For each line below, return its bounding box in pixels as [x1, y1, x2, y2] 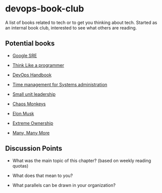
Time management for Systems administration [12, 81, 108, 87]
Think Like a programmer [12, 62, 64, 68]
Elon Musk [12, 110, 34, 116]
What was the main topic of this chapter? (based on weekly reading [12, 158, 151, 164]
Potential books [5, 39, 55, 48]
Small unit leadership [12, 91, 56, 97]
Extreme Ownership [12, 120, 53, 126]
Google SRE [12, 52, 37, 58]
